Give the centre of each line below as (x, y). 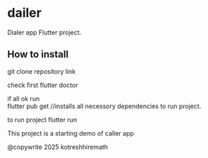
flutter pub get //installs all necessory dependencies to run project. (104, 106)
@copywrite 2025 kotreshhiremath (58, 147)
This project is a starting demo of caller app (71, 133)
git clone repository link (42, 71)
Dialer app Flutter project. (44, 32)
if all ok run (24, 98)
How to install (38, 54)
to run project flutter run (42, 119)
